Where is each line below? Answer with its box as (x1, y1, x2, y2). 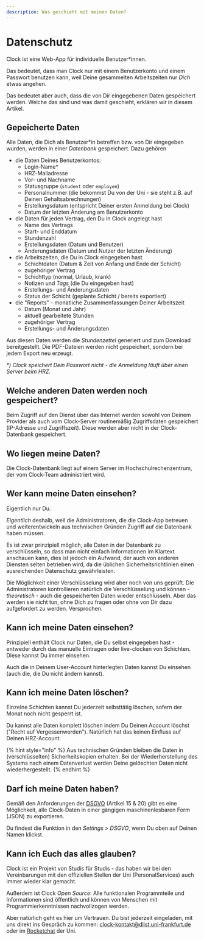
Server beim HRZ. (6, 368, 51, 375)
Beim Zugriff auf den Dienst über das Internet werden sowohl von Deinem (6, 412, 191, 419)
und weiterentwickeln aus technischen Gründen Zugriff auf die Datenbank (6, 523, 192, 530)
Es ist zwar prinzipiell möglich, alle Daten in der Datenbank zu (6, 541, 161, 549)
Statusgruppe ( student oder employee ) (24, 183, 120, 190)
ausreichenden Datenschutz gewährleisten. (6, 567, 116, 574)
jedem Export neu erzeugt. (6, 349, 73, 357)
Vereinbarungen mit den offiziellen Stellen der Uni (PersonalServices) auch (6, 871, 194, 879)
